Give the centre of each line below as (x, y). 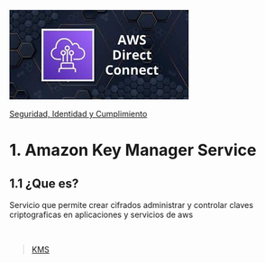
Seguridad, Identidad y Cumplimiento (78, 114)
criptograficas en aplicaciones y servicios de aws (101, 214)
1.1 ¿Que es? (44, 183)
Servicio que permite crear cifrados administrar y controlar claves (132, 205)
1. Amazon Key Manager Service (133, 150)
